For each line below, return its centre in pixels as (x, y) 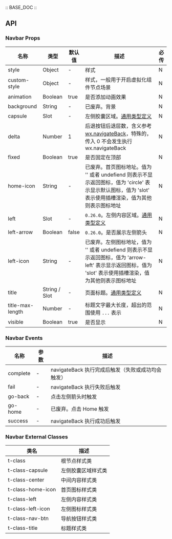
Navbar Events (24, 338)
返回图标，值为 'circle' (117, 182)
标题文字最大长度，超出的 (116, 305)
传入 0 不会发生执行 (109, 141)
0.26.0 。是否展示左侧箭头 (116, 232)
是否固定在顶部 (103, 157)
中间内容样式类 (79, 480)
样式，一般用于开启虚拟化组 (119, 80)
